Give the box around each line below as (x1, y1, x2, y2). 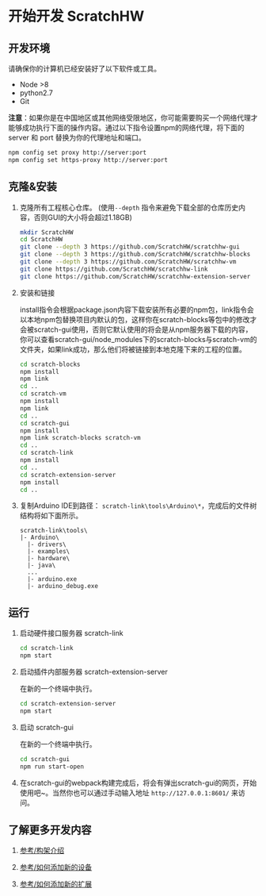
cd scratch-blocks (19, 360, 81, 368)
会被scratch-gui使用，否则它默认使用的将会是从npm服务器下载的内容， (19, 325, 253, 334)
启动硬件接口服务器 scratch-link (19, 629, 124, 638)
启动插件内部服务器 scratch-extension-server (19, 667, 169, 676)
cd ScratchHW (19, 236, 63, 244)
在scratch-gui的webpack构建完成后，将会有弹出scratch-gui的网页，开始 (19, 778, 257, 787)
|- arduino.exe (27, 575, 78, 583)
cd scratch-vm (19, 390, 66, 398)
